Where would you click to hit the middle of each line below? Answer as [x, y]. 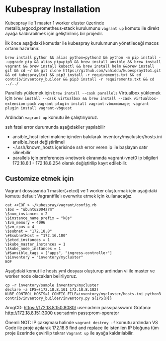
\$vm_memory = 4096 [25, 222]
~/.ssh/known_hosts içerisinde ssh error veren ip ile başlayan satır [80, 147]
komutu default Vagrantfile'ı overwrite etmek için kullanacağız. [69, 196]
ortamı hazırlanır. [22, 48]
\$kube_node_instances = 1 [33, 249]
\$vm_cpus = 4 [20, 227]
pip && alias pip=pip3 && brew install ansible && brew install [93, 62]
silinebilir [21, 152]
